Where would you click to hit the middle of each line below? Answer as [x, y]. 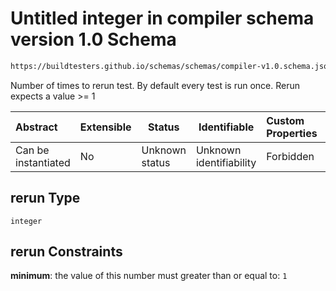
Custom [285, 120]
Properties [292, 133]
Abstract [36, 127]
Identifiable [226, 127]
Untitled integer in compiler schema [162, 18]
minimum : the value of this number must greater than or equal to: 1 [149, 276]
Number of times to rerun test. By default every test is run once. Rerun [155, 85]
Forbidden [290, 156]
